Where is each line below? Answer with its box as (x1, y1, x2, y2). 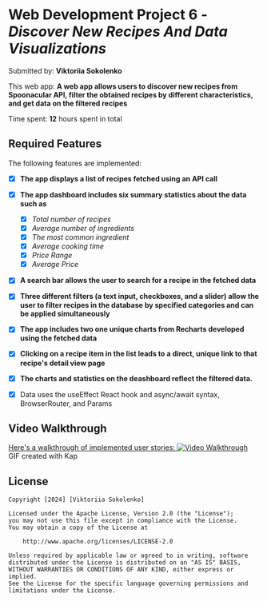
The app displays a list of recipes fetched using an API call (19, 173, 218, 183)
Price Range (31, 250, 73, 261)
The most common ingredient (31, 233, 130, 241)
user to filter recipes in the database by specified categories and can (19, 300, 254, 310)
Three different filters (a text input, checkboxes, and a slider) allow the (19, 292, 260, 301)
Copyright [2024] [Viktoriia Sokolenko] (8, 496, 145, 504)
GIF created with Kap (8, 452, 78, 461)
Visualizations (8, 40, 106, 58)
